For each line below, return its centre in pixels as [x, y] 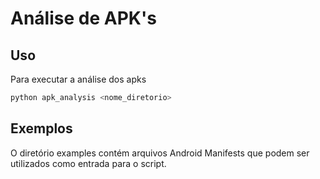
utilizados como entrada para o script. [88, 163]
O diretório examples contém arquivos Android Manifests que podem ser [160, 153]
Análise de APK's [83, 18]
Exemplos [41, 128]
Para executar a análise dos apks [78, 79]
